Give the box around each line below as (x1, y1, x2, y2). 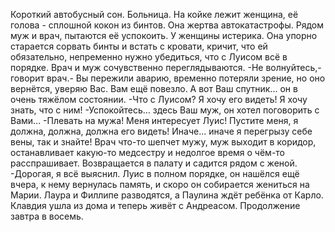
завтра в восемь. (10, 210, 84, 222)
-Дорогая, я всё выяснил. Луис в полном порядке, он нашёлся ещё (10, 168, 300, 179)
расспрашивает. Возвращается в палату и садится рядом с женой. (10, 157, 298, 169)
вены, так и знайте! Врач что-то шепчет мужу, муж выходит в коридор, (10, 136, 317, 148)
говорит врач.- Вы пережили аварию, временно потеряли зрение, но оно (10, 72, 326, 84)
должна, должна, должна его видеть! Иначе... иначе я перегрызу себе (10, 125, 313, 137)
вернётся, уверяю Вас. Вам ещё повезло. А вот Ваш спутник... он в (10, 83, 298, 94)
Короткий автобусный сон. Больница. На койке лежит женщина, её (10, 9, 299, 20)
